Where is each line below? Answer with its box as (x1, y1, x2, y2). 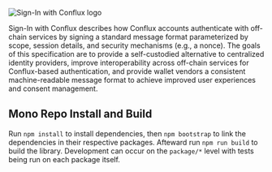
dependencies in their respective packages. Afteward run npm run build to (8, 137, 258, 147)
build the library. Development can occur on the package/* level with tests (8, 146, 254, 156)
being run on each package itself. (8, 154, 120, 164)
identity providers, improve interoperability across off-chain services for (8, 58, 249, 67)
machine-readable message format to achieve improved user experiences (8, 75, 256, 84)
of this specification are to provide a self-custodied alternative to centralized (8, 49, 265, 58)
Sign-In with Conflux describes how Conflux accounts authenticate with (8, 24, 249, 32)
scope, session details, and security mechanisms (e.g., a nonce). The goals (8, 41, 261, 50)
